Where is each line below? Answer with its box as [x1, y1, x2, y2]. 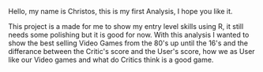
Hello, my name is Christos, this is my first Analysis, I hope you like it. [8, 7, 233, 16]
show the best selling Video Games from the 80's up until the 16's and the [8, 38, 249, 48]
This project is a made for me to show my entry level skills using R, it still [8, 22, 244, 31]
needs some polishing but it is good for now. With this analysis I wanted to [8, 31, 250, 39]
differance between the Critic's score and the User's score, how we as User [8, 47, 255, 56]
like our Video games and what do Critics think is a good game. [8, 55, 214, 64]
